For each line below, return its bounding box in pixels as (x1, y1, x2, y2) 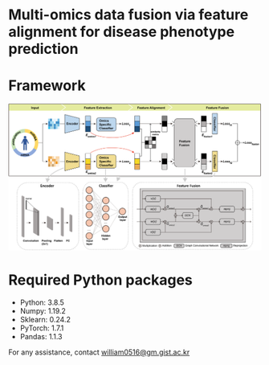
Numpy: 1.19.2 (19, 306, 67, 315)
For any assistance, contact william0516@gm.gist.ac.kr (8, 347, 190, 357)
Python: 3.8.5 (19, 297, 64, 307)
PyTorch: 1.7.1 (19, 323, 64, 333)
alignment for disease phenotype (8, 23, 235, 41)
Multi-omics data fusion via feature (8, 6, 249, 24)
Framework (8, 76, 86, 95)
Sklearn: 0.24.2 (19, 314, 71, 324)
